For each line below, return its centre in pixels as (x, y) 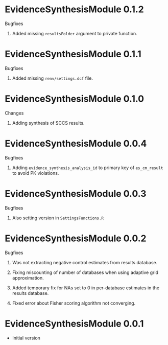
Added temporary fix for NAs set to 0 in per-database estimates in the (86, 288)
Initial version (26, 338)
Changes (14, 113)
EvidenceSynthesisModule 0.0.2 (76, 238)
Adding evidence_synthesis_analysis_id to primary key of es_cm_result (88, 168)
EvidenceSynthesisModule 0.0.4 (76, 144)
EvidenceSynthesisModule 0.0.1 (74, 324)
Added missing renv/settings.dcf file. (52, 78)
